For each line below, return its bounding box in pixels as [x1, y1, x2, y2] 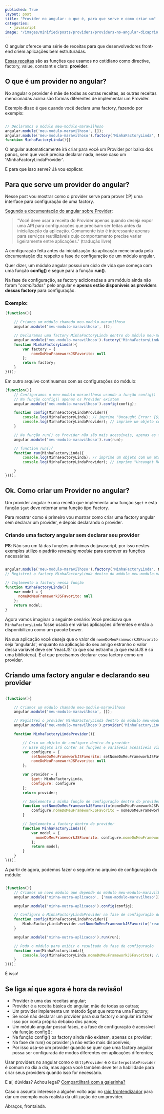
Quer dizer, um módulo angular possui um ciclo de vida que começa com [5, 263, 152, 268]
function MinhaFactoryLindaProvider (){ [14, 732, 95, 736]
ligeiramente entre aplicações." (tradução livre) [17, 238, 112, 245]
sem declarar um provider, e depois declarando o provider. [5, 519, 123, 525]
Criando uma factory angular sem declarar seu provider [5, 532, 140, 538]
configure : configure [31, 781, 76, 786]
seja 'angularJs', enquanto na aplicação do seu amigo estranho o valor [5, 641, 147, 647]
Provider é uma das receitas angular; [12, 998, 86, 1004]
